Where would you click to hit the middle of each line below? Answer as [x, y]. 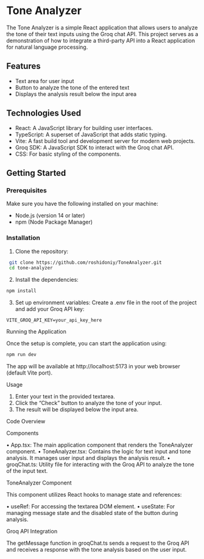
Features [23, 66]
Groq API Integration [32, 532]
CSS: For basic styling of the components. [68, 154]
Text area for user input [44, 81]
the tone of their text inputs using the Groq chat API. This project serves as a [102, 34]
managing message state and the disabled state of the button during [92, 513]
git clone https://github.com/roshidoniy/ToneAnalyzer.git [86, 262]
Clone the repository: [42, 251]
